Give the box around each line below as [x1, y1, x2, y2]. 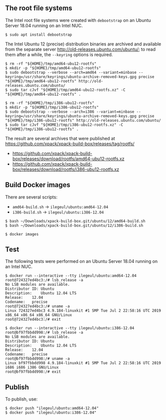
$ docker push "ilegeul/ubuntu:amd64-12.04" [5, 406, 99, 411]
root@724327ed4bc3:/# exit [5, 317, 61, 322]
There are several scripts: [5, 194, 58, 200]
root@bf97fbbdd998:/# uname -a [5, 356, 70, 361]
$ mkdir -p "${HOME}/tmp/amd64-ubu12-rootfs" [5, 65, 101, 70]
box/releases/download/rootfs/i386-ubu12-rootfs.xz [12, 166, 119, 172]
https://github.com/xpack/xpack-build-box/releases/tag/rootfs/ [5, 141, 135, 147]
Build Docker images [5, 181, 71, 189]
